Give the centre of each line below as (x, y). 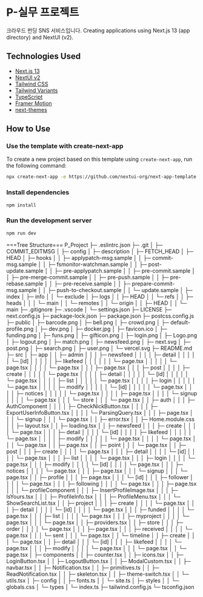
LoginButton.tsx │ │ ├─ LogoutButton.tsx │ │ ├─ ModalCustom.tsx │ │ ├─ (98, 561)
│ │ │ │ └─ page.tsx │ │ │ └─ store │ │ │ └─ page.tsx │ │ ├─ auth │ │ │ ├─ (101, 400)
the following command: (36, 166)
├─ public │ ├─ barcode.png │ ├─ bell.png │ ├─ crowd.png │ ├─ (88, 322)
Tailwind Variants (36, 90)
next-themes (31, 109)
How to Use (28, 129)
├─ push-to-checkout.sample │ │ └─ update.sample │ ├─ (120, 290)
